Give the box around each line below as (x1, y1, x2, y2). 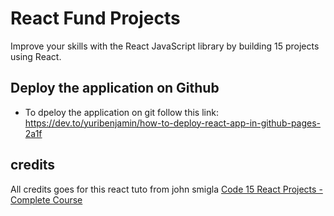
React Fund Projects (10, 7, 181, 30)
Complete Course (10, 193, 83, 206)
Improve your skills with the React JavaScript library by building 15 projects (10, 40, 320, 52)
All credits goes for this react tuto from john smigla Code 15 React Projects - (10, 183, 323, 195)
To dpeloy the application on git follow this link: (24, 106, 219, 118)
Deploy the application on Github (10, 80, 220, 97)
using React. (10, 50, 62, 62)
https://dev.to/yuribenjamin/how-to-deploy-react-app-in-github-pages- (24, 117, 322, 129)
